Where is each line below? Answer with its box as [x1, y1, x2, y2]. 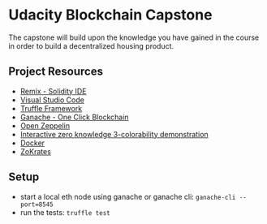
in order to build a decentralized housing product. [8, 41, 174, 50]
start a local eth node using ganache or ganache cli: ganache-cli [19, 192, 236, 201]
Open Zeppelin [19, 120, 71, 131]
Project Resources [8, 65, 104, 79]
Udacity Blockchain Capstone [8, 6, 213, 24]
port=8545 [19, 200, 54, 209]
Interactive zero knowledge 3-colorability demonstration [19, 129, 209, 139]
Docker [19, 138, 45, 148]
